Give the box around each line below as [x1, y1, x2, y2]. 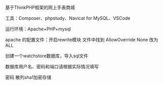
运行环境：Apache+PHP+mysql [5, 26, 71, 32]
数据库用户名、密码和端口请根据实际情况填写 [5, 64, 99, 69]
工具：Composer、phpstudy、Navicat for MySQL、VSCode [5, 15, 131, 21]
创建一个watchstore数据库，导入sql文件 [5, 53, 88, 59]
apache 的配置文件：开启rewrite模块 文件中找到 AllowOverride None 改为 [5, 37, 158, 42]
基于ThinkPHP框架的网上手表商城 [5, 5, 75, 10]
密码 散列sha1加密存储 [5, 74, 52, 80]
